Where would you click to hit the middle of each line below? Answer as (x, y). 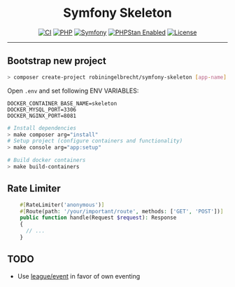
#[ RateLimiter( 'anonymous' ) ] (62, 205)
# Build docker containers (47, 160)
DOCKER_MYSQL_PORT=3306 (42, 109)
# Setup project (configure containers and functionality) (95, 141)
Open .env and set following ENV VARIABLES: (73, 91)
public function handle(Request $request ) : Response (98, 218)
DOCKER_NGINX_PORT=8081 (42, 116)
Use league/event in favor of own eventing (79, 276)
